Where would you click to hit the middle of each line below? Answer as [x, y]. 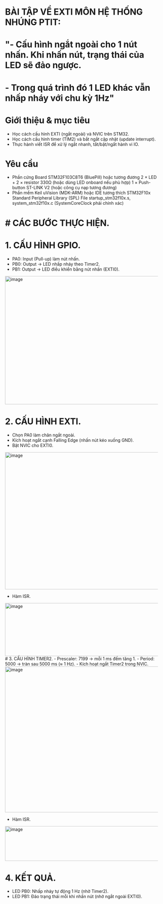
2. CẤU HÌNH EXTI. [43, 421]
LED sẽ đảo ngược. [43, 65]
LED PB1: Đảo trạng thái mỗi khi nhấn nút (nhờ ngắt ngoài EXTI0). [77, 897]
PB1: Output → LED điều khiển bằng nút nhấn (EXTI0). [66, 269]
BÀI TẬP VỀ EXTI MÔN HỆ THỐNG [74, 12]
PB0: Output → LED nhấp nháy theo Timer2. [56, 264]
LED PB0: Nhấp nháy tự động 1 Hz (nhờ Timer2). [60, 891]
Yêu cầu [22, 164]
